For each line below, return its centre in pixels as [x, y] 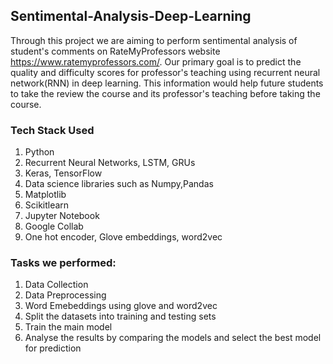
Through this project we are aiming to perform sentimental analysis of [154, 40]
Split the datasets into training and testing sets [120, 316]
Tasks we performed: [63, 263]
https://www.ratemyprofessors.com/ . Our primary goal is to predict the [156, 61]
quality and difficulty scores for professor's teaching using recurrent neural [165, 72]
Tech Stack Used [52, 130]
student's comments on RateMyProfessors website [115, 51]
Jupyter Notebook [62, 216]
